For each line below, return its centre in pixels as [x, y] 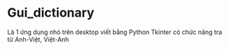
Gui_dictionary [51, 13]
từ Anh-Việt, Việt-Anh [38, 39]
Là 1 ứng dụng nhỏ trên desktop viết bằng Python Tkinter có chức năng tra [115, 32]
